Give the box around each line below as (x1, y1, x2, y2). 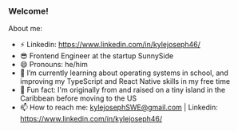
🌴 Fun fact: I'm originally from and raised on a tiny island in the (19, 85, 226, 95)
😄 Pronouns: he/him (19, 60, 88, 69)
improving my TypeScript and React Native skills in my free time (19, 77, 230, 86)
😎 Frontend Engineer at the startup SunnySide (19, 51, 174, 61)
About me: (8, 24, 42, 34)
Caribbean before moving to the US (19, 93, 137, 103)
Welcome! (8, 6, 50, 17)
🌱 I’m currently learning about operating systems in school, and (19, 68, 229, 77)
